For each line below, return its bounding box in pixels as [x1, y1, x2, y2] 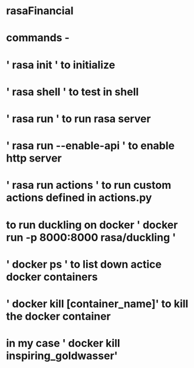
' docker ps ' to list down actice [6, 258, 162, 271]
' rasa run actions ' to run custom [6, 179, 172, 192]
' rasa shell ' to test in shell [6, 85, 139, 98]
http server [6, 152, 62, 165]
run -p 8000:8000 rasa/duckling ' [6, 231, 176, 244]
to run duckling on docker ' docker [6, 218, 178, 231]
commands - [6, 31, 70, 45]
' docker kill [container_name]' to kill [6, 297, 189, 310]
